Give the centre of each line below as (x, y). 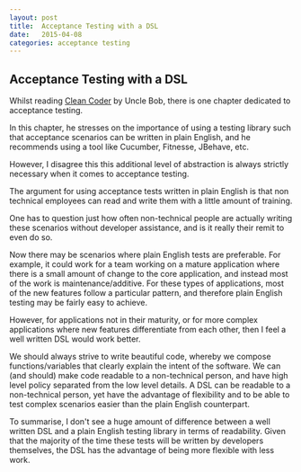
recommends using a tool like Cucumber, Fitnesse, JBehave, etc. (129, 147)
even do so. (31, 237)
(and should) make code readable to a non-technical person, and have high (149, 376)
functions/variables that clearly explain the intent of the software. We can (145, 366)
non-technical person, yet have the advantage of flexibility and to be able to (150, 395)
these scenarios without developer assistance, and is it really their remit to (147, 228)
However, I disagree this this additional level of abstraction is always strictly (149, 165)
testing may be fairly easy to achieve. (79, 303)
